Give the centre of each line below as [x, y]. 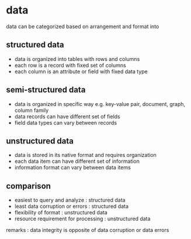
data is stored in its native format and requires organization [85, 155]
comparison [29, 186]
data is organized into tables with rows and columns [77, 59]
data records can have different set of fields [67, 116]
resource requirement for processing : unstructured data [82, 219]
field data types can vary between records [66, 122]
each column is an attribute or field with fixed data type [81, 71]
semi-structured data [46, 90]
